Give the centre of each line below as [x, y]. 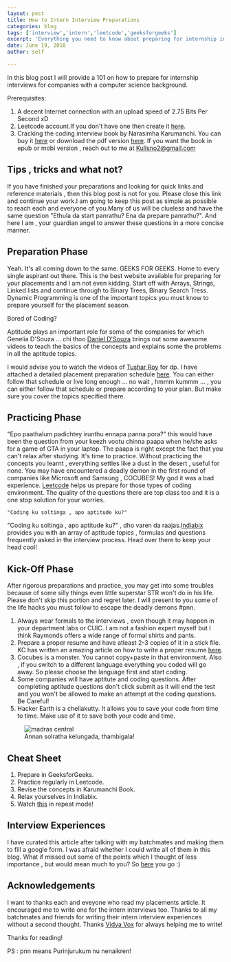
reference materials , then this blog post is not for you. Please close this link [114, 193]
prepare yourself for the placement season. [69, 305]
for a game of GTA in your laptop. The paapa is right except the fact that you [115, 449]
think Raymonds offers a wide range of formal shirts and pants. [106, 635]
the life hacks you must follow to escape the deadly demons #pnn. [101, 608]
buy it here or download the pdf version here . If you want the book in [114, 140]
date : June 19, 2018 [37, 45]
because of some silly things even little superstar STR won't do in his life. [111, 593]
